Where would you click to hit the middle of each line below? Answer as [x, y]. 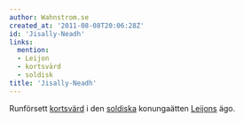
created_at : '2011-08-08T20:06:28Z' [77, 26]
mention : [33, 50]
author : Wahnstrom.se [49, 17]
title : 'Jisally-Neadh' [53, 83]
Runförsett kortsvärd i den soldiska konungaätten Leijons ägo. [122, 108]
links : [21, 42]
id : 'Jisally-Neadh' [47, 34]
